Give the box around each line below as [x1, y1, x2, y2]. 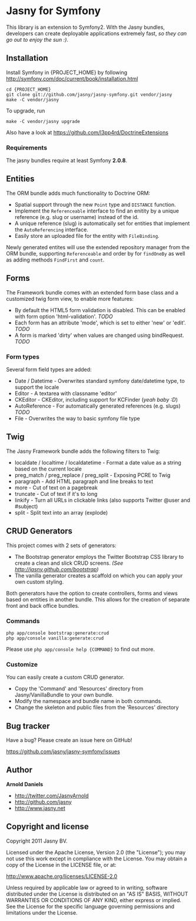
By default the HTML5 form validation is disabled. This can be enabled [14, 306, 185, 313]
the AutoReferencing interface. [14, 226, 88, 233]
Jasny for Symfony [6, 4, 101, 18]
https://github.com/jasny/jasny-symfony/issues [6, 748, 121, 755]
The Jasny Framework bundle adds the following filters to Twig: [6, 448, 161, 455]
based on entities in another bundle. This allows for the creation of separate [6, 596, 190, 603]
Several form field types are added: [6, 366, 92, 373]
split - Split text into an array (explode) [14, 509, 108, 516]
